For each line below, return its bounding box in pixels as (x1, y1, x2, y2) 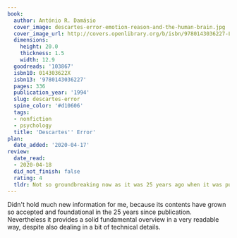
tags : (13, 109, 30, 116)
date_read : (13, 155, 46, 162)
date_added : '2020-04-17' (13, 142, 90, 149)
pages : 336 (13, 83, 46, 90)
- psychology (13, 121, 52, 129)
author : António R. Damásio (13, 17, 97, 24)
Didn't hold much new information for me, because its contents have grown (7, 201, 226, 209)
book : (7, 10, 23, 18)
